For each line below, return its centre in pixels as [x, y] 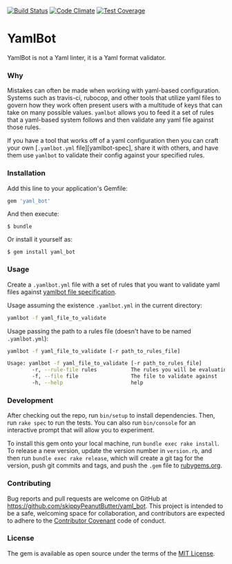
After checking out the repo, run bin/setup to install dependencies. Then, [111, 416]
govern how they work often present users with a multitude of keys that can [115, 105]
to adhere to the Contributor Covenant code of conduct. [87, 521]
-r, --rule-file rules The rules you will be [114, 370]
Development [30, 400]
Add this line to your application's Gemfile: [67, 188]
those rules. [24, 127]
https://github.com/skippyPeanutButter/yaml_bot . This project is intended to [115, 506]
